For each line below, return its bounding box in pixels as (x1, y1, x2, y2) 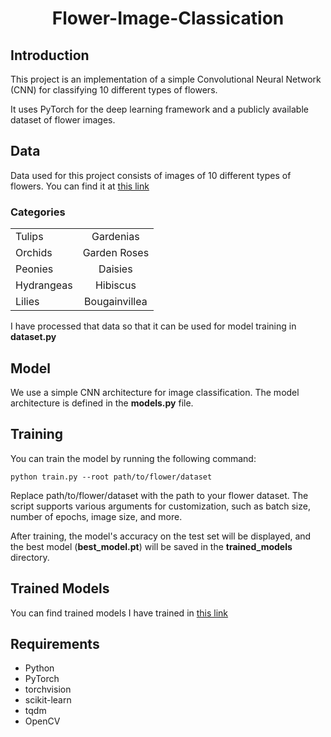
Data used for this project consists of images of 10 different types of (10, 169, 292, 181)
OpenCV (24, 715, 61, 727)
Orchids (15, 246, 53, 260)
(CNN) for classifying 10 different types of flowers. (10, 84, 218, 96)
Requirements (10, 635, 100, 652)
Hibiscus (94, 278, 137, 292)
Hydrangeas (15, 278, 73, 292)
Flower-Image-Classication (51, 7, 285, 30)
